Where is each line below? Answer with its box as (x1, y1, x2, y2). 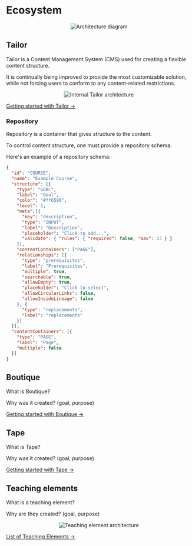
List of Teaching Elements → (6, 533, 75, 540)
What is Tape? (6, 444, 41, 451)
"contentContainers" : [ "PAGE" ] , (16, 247, 96, 253)
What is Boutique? (6, 388, 51, 395)
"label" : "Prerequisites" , (21, 263, 88, 269)
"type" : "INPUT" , (21, 219, 65, 225)
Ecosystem (6, 4, 62, 17)
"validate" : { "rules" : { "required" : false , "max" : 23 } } (21, 236, 173, 242)
